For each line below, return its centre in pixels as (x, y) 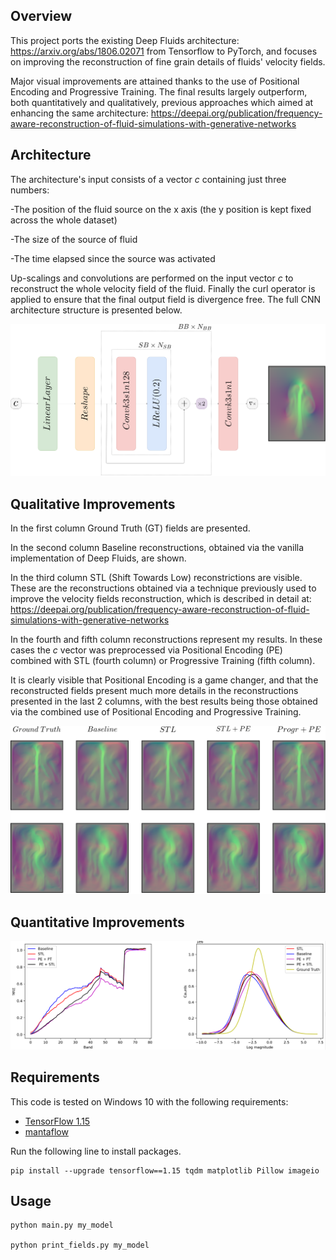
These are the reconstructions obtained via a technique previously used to (163, 588)
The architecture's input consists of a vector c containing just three (148, 179)
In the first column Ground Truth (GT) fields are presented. (130, 528)
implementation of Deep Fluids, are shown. (98, 558)
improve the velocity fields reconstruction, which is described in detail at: (161, 599)
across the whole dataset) (64, 220)
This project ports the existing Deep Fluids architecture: (125, 40)
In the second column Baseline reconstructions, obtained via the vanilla (157, 548)
